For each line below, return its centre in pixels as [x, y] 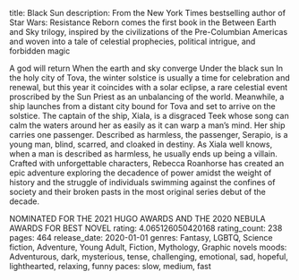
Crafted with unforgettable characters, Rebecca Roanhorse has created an [147, 163]
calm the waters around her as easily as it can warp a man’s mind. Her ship [147, 125]
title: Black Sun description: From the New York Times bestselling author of [148, 13]
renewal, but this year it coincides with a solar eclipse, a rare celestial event [149, 87]
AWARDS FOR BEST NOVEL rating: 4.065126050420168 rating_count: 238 [146, 228]
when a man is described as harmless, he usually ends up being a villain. [143, 154]
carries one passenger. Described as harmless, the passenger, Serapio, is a [149, 135]
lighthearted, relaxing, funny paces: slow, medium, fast [111, 266]
